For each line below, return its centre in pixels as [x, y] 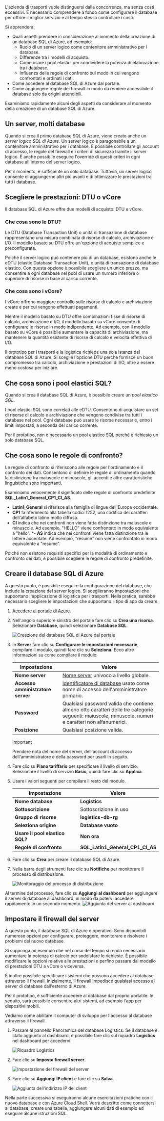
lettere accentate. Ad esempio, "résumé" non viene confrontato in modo [85, 538]
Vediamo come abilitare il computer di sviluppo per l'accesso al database [79, 1016]
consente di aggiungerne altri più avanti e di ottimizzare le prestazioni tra [79, 177]
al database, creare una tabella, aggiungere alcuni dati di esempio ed [74, 1108]
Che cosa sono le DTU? [33, 222]
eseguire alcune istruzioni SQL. [36, 1114]
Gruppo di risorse [35, 817]
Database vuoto [99, 825]
